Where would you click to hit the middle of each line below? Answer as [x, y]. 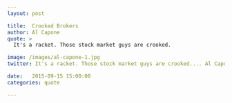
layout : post [26, 13]
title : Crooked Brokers [43, 26]
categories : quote [33, 82]
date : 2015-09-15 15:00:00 [49, 76]
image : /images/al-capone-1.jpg [54, 58]
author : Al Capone [33, 32]
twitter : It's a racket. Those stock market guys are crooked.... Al [109, 64]
